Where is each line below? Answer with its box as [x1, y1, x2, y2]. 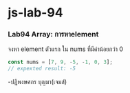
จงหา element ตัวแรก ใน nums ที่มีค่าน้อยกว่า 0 [8, 45, 123, 53]
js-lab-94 [8, 5, 64, 21]
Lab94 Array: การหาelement [8, 30, 99, 39]
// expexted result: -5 [8, 65, 76, 72]
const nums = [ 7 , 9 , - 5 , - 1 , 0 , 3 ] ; [8, 59, 113, 66]
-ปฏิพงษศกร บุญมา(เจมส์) [8, 78, 67, 86]
